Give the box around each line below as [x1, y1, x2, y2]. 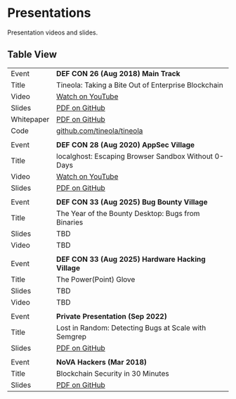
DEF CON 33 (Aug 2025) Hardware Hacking [55, 254, 206, 264]
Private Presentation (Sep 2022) [55, 311, 167, 321]
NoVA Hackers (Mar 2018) [55, 357, 147, 367]
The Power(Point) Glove [55, 274, 136, 284]
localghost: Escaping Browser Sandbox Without [55, 151, 213, 161]
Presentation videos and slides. [7, 28, 98, 37]
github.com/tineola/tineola [55, 125, 143, 135]
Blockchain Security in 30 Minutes [55, 368, 170, 378]
